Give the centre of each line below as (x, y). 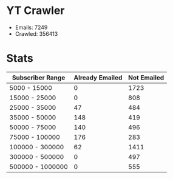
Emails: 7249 (31, 27)
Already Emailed (98, 78)
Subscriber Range (39, 78)
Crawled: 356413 (36, 33)
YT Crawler (36, 11)
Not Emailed (146, 78)
